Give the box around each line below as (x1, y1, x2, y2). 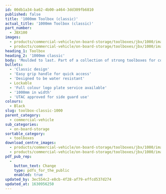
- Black (9, 104, 26, 109)
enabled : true (14, 172, 43, 178)
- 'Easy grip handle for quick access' (9, 72, 92, 77)
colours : (5, 99, 23, 104)
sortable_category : (5, 131, 45, 136)
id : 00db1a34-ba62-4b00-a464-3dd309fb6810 (5, 7, 94, 12)
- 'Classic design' (9, 67, 50, 72)
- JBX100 (9, 30, 28, 35)
